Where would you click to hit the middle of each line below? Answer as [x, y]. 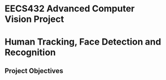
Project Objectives [34, 71]
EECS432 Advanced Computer [70, 9]
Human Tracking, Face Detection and [83, 42]
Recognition [30, 52]
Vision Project [34, 19]
